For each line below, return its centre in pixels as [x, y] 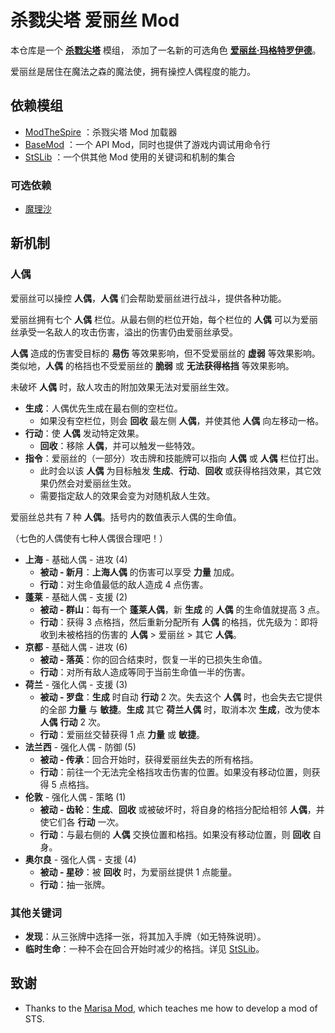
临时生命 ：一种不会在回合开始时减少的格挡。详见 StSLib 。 [144, 949]
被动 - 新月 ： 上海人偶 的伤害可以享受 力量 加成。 [139, 572]
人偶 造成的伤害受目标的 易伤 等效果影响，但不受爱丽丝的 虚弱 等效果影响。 [165, 353]
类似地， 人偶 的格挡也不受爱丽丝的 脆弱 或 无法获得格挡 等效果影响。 [152, 365]
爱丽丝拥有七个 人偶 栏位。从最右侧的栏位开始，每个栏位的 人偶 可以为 [155, 319]
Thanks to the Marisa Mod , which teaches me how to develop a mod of [171, 1008]
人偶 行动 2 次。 [72, 722]
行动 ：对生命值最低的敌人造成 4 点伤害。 [124, 584]
